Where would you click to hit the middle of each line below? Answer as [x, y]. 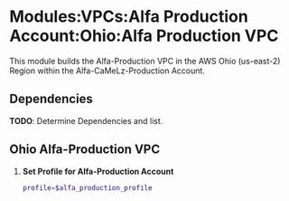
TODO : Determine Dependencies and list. [86, 120]
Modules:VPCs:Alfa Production [129, 17]
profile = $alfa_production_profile [87, 187]
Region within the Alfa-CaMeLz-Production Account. [107, 71]
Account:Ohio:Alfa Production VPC [144, 36]
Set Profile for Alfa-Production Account [98, 171]
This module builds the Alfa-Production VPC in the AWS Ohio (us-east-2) [145, 61]
